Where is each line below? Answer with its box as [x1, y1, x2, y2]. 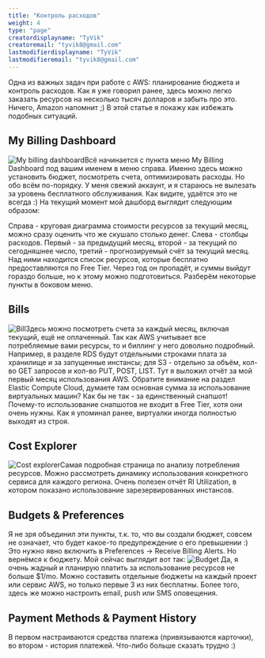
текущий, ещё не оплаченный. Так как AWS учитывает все [8, 332, 206, 341]
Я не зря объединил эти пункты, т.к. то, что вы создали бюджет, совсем [8, 530, 252, 539]
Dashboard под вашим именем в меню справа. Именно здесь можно [8, 163, 243, 173]
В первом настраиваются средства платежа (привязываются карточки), [8, 632, 254, 641]
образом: [8, 205, 40, 215]
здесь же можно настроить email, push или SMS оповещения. [8, 588, 218, 598]
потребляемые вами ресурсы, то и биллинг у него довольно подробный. [8, 340, 256, 350]
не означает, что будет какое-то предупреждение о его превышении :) [8, 538, 248, 547]
